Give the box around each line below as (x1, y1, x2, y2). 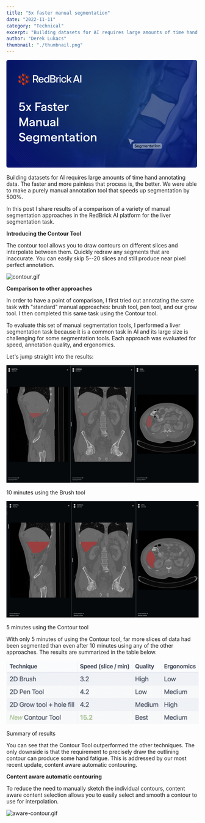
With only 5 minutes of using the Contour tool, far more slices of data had (6, 635, 191, 643)
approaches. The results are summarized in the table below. (6, 648, 157, 656)
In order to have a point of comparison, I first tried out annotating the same (6, 297, 194, 304)
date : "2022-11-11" (6, 16, 56, 23)
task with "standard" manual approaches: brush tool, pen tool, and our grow (6, 303, 198, 310)
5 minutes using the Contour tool (6, 623, 89, 631)
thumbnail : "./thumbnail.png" (6, 42, 84, 48)
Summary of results (6, 730, 56, 737)
